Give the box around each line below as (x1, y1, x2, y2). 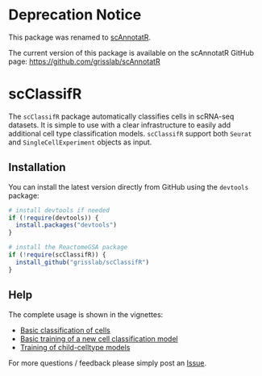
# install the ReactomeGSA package (8, 244, 128, 252)
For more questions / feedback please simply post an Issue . (8, 357, 207, 368)
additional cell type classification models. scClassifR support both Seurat (8, 128, 252, 138)
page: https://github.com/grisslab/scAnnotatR (8, 56, 160, 66)
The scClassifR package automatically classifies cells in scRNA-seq (8, 111, 235, 121)
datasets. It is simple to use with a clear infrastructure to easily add (8, 119, 231, 130)
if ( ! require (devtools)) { (8, 214, 99, 222)
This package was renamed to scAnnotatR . (8, 32, 152, 42)
